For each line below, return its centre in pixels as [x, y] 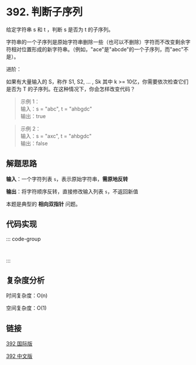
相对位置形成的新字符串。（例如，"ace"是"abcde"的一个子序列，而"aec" [97, 49]
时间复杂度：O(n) [27, 296]
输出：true [33, 116]
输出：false [34, 143]
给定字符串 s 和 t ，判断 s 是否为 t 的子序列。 [60, 29]
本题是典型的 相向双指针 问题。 [43, 204]
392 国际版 [19, 344]
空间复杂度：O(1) [26, 308]
